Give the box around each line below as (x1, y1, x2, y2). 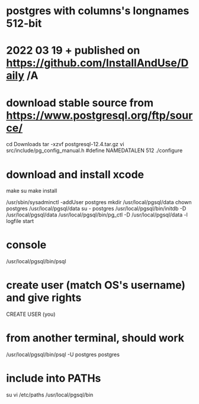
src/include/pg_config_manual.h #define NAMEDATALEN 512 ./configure (6, 147, 183, 154)
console (6, 238, 47, 252)
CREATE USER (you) (6, 311, 56, 318)
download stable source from (6, 96, 154, 109)
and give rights (6, 291, 82, 305)
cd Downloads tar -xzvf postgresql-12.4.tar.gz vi (6, 141, 124, 148)
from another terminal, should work (6, 331, 185, 345)
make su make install (6, 188, 57, 195)
